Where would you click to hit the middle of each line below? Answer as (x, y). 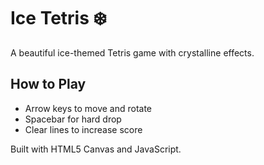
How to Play (48, 84)
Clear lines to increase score (83, 129)
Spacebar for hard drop (73, 119)
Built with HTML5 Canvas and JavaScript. (96, 149)
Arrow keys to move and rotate (88, 108)
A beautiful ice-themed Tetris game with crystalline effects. (132, 52)
